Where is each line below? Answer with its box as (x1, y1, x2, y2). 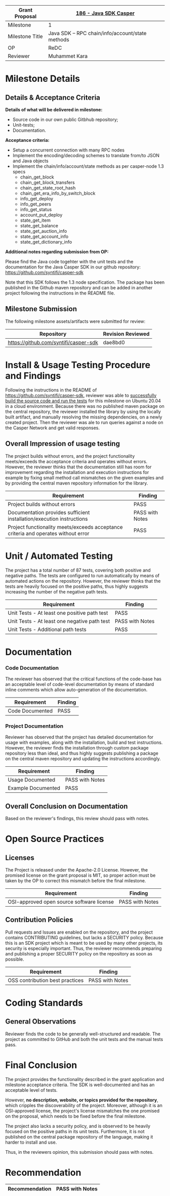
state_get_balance (20, 223, 58, 228)
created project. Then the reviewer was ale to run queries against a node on (5, 419, 163, 425)
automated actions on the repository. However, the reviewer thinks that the (5, 578, 161, 584)
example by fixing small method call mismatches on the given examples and (5, 474, 163, 481)
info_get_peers (20, 201, 52, 207)
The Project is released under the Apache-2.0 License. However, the (5, 867, 148, 873)
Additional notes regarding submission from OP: (5, 249, 109, 255)
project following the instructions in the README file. (5, 290, 115, 296)
